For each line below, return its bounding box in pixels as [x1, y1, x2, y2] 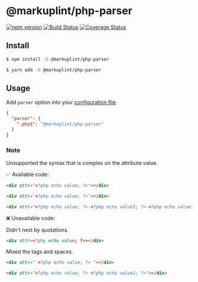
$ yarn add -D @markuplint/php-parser [6, 67, 101, 73]
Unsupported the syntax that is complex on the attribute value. [6, 159, 158, 166]
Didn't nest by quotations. [6, 226, 69, 233]
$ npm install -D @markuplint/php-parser [6, 56, 110, 62]
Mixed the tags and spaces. [6, 248, 74, 256]
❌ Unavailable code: [6, 214, 55, 221]
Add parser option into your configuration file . [6, 99, 118, 106]
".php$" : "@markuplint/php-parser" [16, 121, 104, 127]
